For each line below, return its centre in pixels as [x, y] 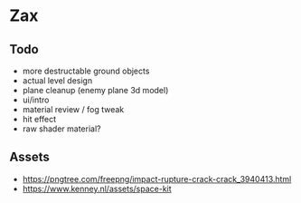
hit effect [39, 119]
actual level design [57, 81]
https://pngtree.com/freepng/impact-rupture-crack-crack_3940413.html [157, 179]
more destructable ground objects [86, 71]
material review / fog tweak [73, 109]
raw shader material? [61, 129]
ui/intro [36, 100]
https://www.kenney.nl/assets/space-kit [97, 188]
